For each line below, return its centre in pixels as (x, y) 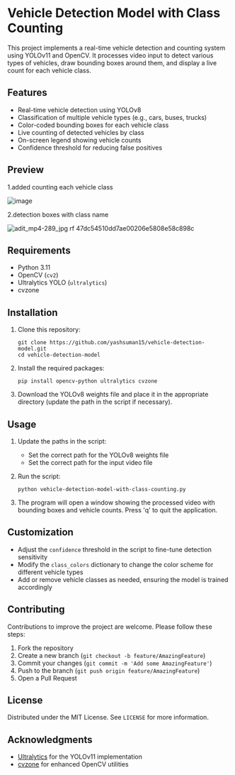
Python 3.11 (34, 268)
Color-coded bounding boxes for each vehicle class (93, 125)
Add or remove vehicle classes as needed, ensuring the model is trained (123, 579)
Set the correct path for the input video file (90, 462)
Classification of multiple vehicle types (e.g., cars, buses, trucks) (112, 117)
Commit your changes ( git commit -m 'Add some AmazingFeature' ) (115, 663)
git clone (32, 343)
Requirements (39, 250)
